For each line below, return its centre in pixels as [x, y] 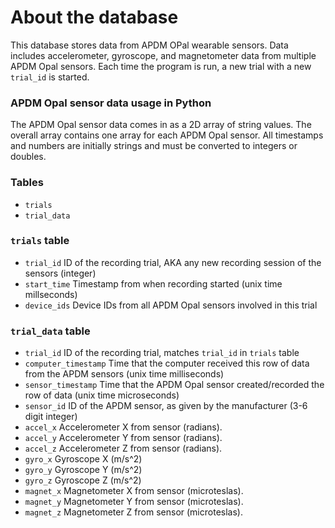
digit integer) [51, 417]
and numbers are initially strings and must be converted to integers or [154, 146]
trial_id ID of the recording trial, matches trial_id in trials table [162, 353]
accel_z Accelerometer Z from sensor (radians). [123, 448]
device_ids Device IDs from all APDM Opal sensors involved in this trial [171, 305]
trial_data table [50, 331]
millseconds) [51, 294]
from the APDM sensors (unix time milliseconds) [124, 374]
